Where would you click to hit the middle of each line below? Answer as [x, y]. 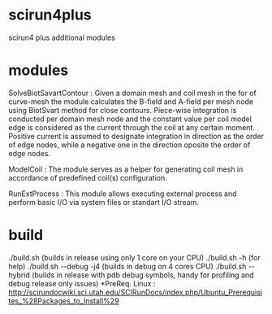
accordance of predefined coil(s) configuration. [88, 177]
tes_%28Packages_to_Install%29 [64, 301]
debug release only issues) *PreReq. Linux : [82, 283]
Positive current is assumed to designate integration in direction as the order [136, 136]
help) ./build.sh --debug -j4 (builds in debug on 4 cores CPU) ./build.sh [127, 266]
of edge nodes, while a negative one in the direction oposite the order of [130, 145]
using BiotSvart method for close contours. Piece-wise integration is [123, 110]
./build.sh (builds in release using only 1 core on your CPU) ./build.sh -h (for [135, 257]
